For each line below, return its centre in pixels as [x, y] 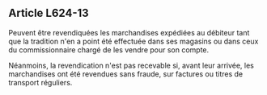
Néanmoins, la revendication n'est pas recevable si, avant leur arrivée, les [131, 65]
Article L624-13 [49, 13]
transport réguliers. [40, 82]
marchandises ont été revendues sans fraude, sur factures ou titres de [126, 74]
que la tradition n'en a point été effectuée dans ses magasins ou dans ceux [133, 41]
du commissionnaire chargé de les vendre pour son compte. [109, 50]
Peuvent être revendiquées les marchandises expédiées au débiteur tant [129, 32]
